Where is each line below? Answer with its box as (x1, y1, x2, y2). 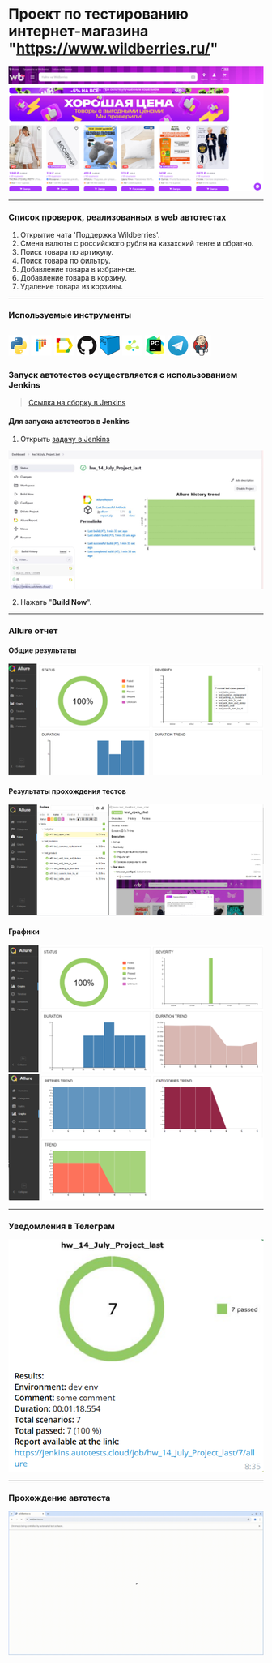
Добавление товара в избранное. (19, 264, 137, 274)
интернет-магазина (8, 22, 149, 41)
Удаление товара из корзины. (19, 281, 123, 292)
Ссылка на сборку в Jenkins (28, 397, 126, 407)
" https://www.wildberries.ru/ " (8, 40, 219, 58)
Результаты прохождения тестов (8, 786, 127, 795)
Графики (8, 926, 40, 937)
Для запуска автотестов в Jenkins (8, 416, 130, 426)
